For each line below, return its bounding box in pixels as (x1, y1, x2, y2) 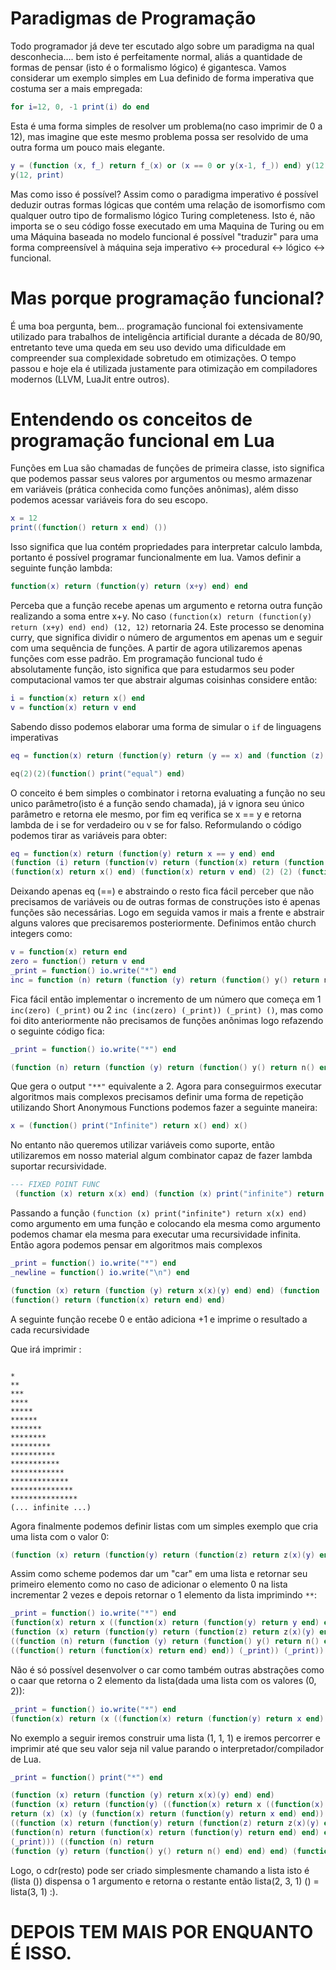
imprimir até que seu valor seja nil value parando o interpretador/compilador (10, 1742, 324, 1754)
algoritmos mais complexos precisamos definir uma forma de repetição (10, 1091, 304, 1103)
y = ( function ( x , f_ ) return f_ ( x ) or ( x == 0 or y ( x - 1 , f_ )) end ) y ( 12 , (10, 160, 329, 171)
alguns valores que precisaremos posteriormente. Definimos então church (10, 917, 317, 929)
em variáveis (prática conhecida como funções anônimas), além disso (10, 483, 299, 496)
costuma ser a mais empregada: (10, 82, 143, 94)
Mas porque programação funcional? (10, 287, 325, 309)
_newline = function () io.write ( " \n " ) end (10, 1267, 190, 1277)
